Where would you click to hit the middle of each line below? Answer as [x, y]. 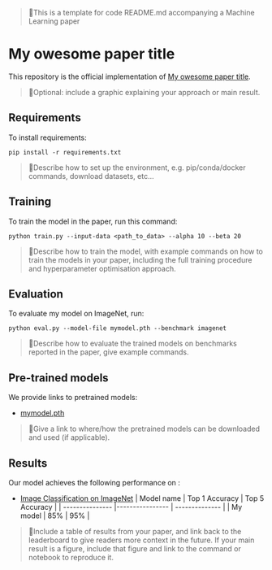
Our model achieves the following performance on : [95, 483]
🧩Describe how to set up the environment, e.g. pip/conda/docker [137, 168]
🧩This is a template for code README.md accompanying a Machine [141, 13]
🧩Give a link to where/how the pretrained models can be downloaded [144, 429]
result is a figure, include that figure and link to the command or [134, 548]
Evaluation [36, 294]
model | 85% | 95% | [55, 516]
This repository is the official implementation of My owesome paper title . [130, 76]
